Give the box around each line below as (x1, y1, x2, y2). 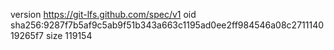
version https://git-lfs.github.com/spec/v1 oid (10, 9, 197, 20)
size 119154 (45, 30, 93, 41)
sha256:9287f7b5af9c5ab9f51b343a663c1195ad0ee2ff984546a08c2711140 (10, 19, 325, 31)
